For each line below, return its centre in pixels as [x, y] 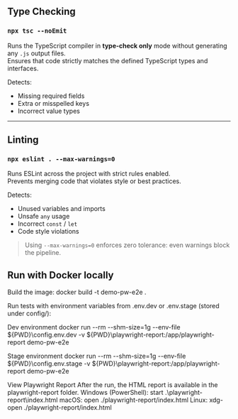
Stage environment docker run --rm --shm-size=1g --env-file [97, 356]
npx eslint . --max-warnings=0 [61, 159]
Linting [23, 140]
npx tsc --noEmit [37, 31]
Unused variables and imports [62, 209]
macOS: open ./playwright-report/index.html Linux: [133, 400]
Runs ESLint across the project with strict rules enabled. [89, 174]
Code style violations [48, 232]
